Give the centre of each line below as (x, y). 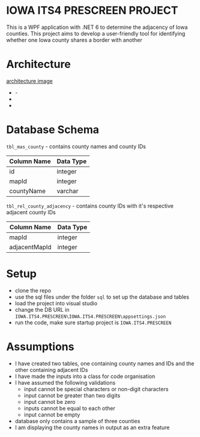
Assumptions (40, 346)
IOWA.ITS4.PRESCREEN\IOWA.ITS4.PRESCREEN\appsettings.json (90, 317)
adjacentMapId (31, 247)
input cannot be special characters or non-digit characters (96, 389)
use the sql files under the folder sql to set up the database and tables (102, 297)
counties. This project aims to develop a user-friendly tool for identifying (96, 33)
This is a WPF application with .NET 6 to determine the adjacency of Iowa (97, 27)
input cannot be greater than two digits (72, 395)
